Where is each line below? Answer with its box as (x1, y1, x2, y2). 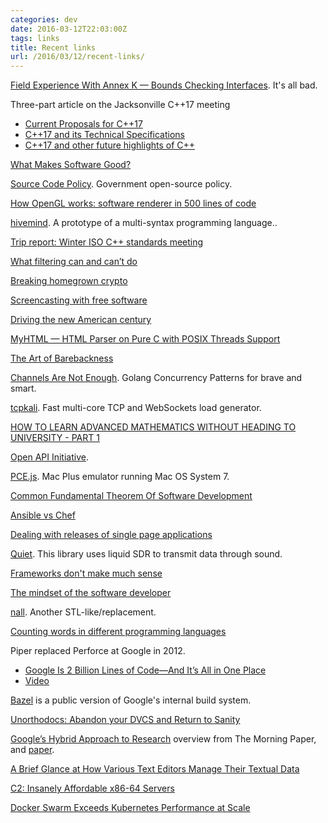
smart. (10, 382, 37, 395)
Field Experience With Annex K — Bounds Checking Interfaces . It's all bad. (10, 79, 318, 91)
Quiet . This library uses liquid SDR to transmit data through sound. (10, 548, 283, 560)
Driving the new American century (10, 314, 152, 326)
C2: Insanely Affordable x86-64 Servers (10, 782, 175, 795)
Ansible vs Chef (10, 509, 76, 521)
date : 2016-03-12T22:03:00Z (10, 24, 128, 34)
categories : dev (10, 14, 78, 25)
